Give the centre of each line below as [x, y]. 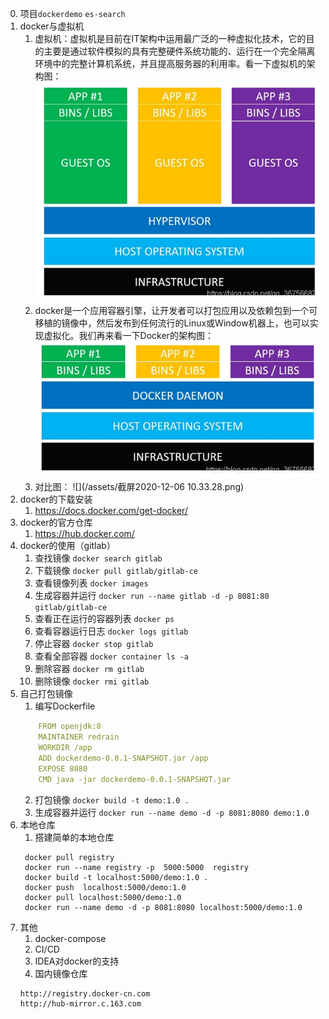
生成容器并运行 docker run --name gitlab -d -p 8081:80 [152, 596]
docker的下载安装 [56, 499]
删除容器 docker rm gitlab [89, 669]
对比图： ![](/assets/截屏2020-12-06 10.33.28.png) [139, 487]
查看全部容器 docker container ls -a [112, 656]
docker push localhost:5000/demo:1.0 [105, 887]
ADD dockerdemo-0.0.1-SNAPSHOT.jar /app [123, 758]
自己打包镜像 [46, 694]
